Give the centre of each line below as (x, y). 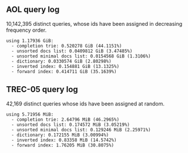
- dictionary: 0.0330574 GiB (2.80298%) (61, 61)
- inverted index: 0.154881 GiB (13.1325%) (65, 66)
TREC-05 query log (42, 89)
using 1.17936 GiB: (30, 40)
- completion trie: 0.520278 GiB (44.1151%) (67, 46)
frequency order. (26, 30)
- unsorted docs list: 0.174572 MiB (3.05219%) (71, 125)
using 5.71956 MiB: (30, 114)
